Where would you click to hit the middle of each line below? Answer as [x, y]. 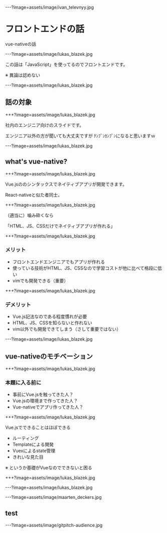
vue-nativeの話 [21, 44]
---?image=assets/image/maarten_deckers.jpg [53, 497]
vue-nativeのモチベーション [49, 356]
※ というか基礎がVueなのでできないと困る [49, 468]
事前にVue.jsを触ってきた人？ [43, 395]
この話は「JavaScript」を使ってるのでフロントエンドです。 [66, 64]
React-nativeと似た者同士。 [34, 195]
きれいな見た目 [28, 457]
